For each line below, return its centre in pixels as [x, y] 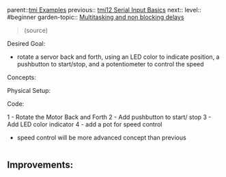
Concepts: [22, 77]
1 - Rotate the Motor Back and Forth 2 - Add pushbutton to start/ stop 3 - [109, 117]
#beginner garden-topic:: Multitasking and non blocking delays [96, 17]
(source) [36, 30]
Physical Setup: [29, 91]
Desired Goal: [26, 43]
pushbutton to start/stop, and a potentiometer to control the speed [110, 64]
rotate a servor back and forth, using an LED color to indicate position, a [118, 57]
